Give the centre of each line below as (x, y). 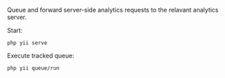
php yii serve (27, 43)
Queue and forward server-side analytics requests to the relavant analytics (113, 10)
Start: (15, 30)
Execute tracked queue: (40, 55)
